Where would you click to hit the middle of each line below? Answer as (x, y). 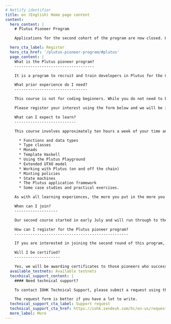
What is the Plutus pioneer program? (54, 62)
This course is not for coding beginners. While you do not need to (89, 99)
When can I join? (33, 206)
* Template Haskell (39, 155)
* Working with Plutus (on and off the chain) (69, 169)
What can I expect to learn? (45, 117)
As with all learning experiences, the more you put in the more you (90, 197)
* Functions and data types (49, 140)
